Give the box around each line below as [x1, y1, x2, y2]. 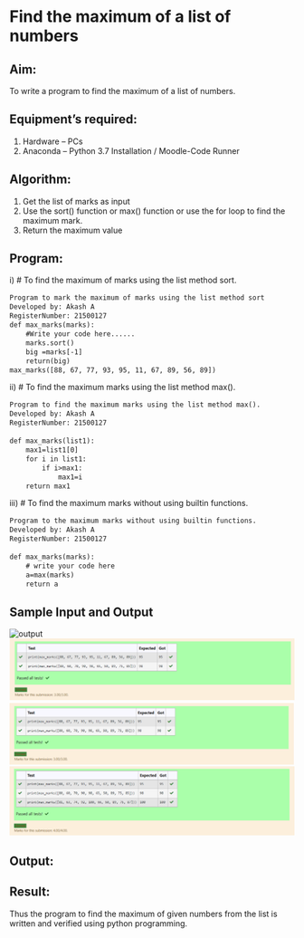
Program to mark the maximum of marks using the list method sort [9, 293, 265, 302]
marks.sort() [25, 339, 75, 348]
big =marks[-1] [25, 348, 83, 357]
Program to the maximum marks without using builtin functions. [9, 516, 257, 526]
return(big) [25, 357, 71, 366]
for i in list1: [25, 455, 88, 464]
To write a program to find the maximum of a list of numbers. [9, 86, 236, 96]
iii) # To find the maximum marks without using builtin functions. [9, 498, 249, 509]
